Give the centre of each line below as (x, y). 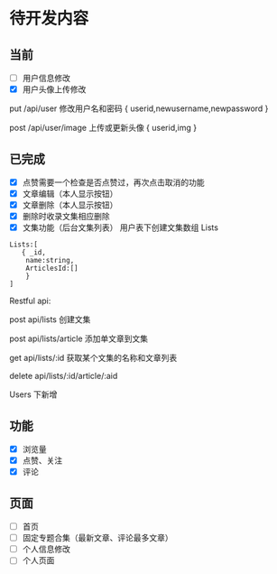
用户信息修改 (46, 78)
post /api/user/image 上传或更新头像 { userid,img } (103, 128)
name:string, (50, 261)
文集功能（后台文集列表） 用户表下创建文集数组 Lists (120, 227)
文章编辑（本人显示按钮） (70, 194)
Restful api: (30, 301)
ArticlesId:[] (52, 268)
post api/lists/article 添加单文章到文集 (79, 338)
